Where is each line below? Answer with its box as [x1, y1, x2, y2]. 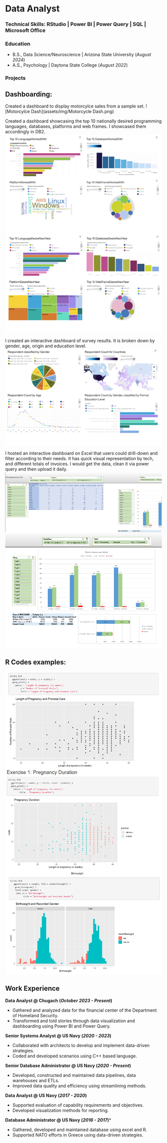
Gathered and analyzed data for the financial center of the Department [12, 1007, 157, 1013]
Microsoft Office [5, 27, 46, 34]
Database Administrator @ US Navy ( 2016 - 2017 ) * [5, 1117, 111, 1123]
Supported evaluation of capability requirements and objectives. [12, 1102, 144, 1108]
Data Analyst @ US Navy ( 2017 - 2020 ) [5, 1092, 87, 1098]
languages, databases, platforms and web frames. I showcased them [5, 123, 147, 129]
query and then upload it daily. [5, 466, 68, 472]
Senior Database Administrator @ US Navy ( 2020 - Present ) [5, 1062, 131, 1068]
